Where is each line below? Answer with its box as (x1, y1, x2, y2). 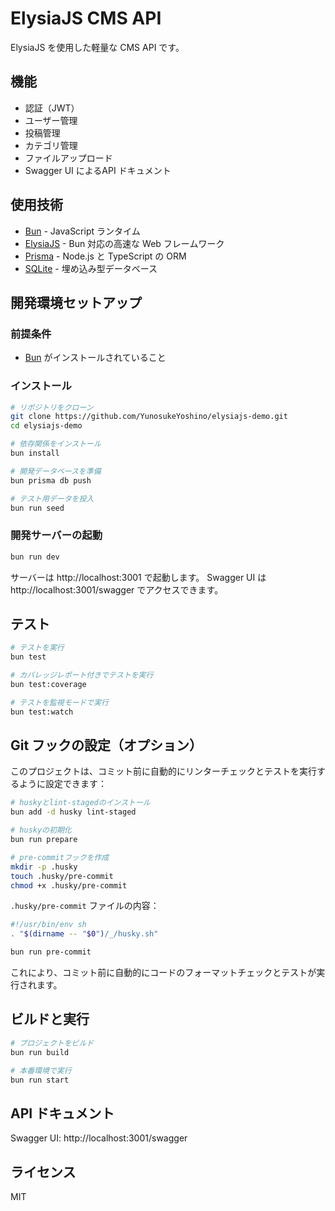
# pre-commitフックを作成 (10, 852, 110, 862)
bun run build (10, 1047, 70, 1057)
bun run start (10, 1075, 70, 1085)
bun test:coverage (10, 680, 87, 690)
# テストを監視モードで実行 (10, 697, 110, 707)
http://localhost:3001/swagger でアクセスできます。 (10, 583, 224, 596)
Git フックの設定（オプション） (10, 737, 203, 754)
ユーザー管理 (24, 114, 78, 126)
